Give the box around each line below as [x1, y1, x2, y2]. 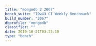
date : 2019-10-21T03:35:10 [5, 29, 59, 34]
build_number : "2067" [5, 16, 49, 21]
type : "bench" [5, 34, 34, 39]
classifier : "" [5, 25, 36, 30]
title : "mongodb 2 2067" [5, 7, 55, 12]
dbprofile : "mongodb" [5, 20, 49, 25]
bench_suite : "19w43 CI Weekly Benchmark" [5, 11, 92, 16]
